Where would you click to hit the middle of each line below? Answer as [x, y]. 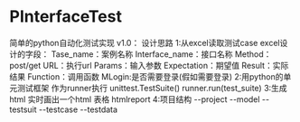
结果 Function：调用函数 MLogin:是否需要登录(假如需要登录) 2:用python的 [146, 76]
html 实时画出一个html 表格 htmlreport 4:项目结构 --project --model [135, 99]
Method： [253, 54]
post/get [25, 65]
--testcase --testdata [79, 109]
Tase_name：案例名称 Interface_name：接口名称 [142, 54]
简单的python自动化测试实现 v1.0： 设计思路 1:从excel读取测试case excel [145, 42]
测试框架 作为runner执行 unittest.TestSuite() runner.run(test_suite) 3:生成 [152, 88]
